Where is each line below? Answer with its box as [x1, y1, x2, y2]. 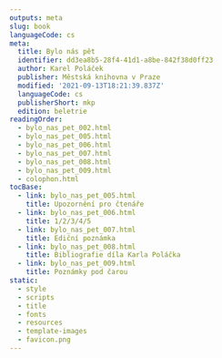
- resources [17, 318, 64, 328]
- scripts [17, 292, 55, 302]
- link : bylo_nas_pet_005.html [17, 191, 136, 200]
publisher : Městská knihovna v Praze [17, 73, 161, 82]
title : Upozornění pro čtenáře [25, 199, 145, 210]
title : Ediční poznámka [25, 233, 116, 242]
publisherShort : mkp [17, 97, 96, 107]
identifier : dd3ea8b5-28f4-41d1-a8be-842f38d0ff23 [17, 56, 214, 65]
